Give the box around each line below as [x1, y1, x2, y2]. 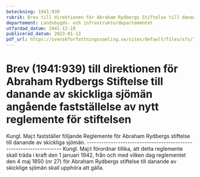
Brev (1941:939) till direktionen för [6, 62, 179, 76]
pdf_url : [6, 36, 28, 42]
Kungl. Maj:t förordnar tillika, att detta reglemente [62, 145, 183, 152]
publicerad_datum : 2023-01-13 [6, 31, 82, 37]
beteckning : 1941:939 [6, 8, 60, 15]
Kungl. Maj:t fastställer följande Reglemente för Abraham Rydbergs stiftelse [6, 132, 190, 139]
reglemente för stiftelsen [6, 113, 132, 126]
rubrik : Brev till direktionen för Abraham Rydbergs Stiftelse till [6, 14, 180, 20]
